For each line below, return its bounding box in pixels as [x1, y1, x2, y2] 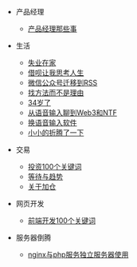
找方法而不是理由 [27, 88, 84, 98]
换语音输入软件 [27, 118, 77, 127]
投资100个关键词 [27, 162, 82, 171]
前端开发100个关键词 [27, 216, 96, 225]
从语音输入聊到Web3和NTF [27, 108, 117, 118]
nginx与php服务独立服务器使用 [27, 250, 129, 259]
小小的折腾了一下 [27, 128, 84, 137]
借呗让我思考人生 [27, 68, 84, 78]
